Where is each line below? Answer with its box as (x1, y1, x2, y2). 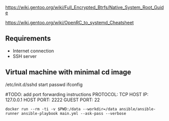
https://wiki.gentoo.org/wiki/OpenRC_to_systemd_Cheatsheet (5, 20, 134, 25)
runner (5, 111, 19, 116)
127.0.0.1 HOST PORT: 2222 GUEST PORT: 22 (5, 97, 100, 103)
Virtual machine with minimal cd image (5, 68, 131, 77)
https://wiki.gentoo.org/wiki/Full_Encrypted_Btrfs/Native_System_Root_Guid (5, 5, 164, 10)
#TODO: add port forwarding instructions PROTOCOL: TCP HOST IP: (5, 91, 149, 97)
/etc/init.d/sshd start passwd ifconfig (5, 81, 83, 87)
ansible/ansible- (119, 106, 156, 111)
